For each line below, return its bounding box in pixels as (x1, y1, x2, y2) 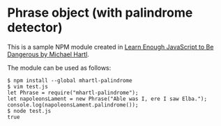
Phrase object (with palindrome (7, 5, 193, 21)
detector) (7, 19, 63, 36)
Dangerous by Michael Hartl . (7, 50, 89, 58)
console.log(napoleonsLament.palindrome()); (7, 101, 139, 109)
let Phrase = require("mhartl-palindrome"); (7, 89, 139, 96)
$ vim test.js (7, 83, 49, 90)
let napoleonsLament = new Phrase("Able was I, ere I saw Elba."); (7, 95, 208, 102)
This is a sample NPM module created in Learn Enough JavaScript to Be (7, 42, 214, 51)
